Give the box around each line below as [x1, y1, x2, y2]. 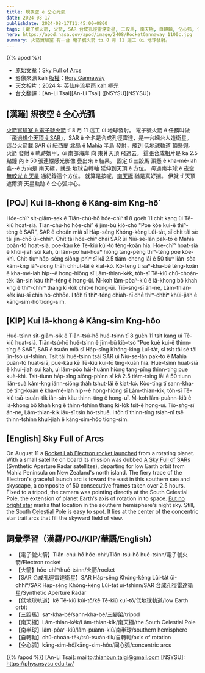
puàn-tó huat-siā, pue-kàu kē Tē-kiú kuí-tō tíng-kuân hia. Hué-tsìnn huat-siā [6, 359, 198, 367]
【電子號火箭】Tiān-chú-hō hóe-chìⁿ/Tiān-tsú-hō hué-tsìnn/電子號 [15, 551, 183, 558]
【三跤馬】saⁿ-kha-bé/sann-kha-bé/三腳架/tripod [15, 611, 140, 618]
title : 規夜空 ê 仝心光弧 [6, 9, 66, 15]
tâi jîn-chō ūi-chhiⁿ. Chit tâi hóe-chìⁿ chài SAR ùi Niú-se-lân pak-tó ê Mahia [6, 235, 195, 242]
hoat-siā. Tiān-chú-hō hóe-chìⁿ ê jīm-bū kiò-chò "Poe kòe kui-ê [15, 221, 176, 229]
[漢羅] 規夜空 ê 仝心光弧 [6, 109, 96, 120]
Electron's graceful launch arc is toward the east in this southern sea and [6, 475, 190, 483]
